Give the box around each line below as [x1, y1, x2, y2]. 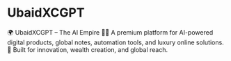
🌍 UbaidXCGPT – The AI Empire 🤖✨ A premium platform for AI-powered [7, 28, 214, 36]
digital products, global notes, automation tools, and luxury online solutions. [7, 38, 224, 46]
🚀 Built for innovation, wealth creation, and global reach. [7, 45, 168, 53]
